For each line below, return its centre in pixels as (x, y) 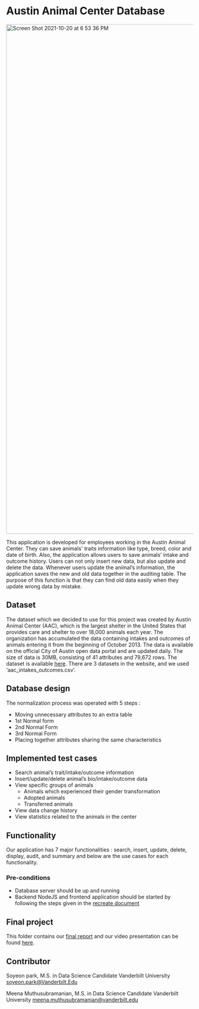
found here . (20, 942)
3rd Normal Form (36, 733)
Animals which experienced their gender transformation (92, 792)
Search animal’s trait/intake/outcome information (74, 772)
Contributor (28, 961)
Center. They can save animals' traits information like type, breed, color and (99, 548)
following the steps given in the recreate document (77, 903)
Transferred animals (48, 804)
